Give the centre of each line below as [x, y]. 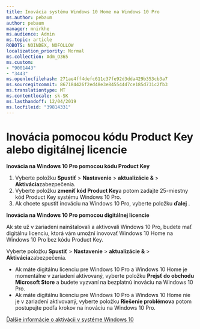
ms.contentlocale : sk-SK [37, 96]
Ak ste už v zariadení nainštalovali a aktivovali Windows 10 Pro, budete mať [99, 227]
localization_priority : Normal [45, 51]
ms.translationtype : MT [36, 90]
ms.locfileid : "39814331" [38, 107]
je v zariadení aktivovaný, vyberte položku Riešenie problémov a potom [103, 301]
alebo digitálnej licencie [67, 150]
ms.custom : [20, 62]
